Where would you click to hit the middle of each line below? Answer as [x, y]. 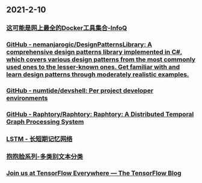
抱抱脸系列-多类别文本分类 [44, 157]
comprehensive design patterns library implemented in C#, [94, 52]
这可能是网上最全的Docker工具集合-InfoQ [67, 28]
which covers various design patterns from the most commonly [101, 59]
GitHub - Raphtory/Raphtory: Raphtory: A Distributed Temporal [100, 115]
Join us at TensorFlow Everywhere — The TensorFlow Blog [94, 173]
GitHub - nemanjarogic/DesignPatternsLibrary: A [79, 44]
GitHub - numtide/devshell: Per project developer [80, 91]
